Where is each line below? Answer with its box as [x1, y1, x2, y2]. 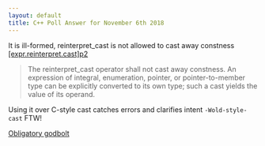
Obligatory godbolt [8, 128, 70, 138]
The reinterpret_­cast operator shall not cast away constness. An [27, 64, 237, 73]
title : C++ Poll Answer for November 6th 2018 [8, 19, 165, 27]
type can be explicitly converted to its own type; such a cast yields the [27, 80, 258, 91]
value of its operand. [27, 89, 96, 99]
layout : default [8, 11, 62, 20]
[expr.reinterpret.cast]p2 [8, 49, 89, 58]
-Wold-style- [204, 106, 248, 114]
